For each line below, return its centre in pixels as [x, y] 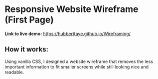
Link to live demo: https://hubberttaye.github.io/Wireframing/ [68, 33]
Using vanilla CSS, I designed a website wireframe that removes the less [79, 61]
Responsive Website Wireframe [72, 9]
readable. [14, 72]
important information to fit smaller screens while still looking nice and [77, 66]
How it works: [26, 49]
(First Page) [29, 20]
